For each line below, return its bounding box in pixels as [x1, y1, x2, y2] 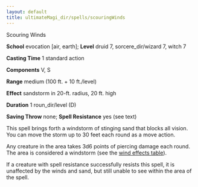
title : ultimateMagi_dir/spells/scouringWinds [6, 14, 126, 21]
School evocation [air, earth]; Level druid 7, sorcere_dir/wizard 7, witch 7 [6, 43, 187, 50]
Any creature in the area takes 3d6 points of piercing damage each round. [6, 142, 190, 150]
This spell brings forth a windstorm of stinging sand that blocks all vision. [6, 124, 188, 132]
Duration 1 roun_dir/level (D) [6, 101, 77, 109]
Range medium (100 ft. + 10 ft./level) [6, 78, 97, 85]
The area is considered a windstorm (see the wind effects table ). [6, 149, 167, 156]
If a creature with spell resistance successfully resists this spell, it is [6, 160, 175, 168]
